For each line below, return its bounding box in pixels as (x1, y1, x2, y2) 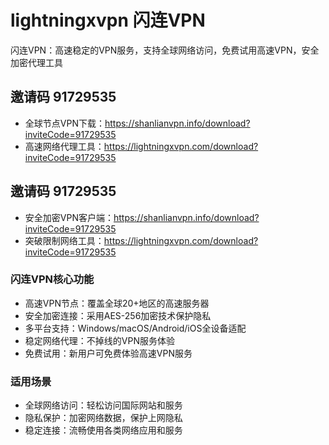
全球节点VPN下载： (24, 117, 105, 129)
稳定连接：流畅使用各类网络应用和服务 (24, 424, 183, 436)
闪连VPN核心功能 (10, 272, 95, 286)
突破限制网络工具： (24, 234, 105, 246)
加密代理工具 (10, 56, 63, 68)
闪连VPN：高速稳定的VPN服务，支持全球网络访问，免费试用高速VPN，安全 (10, 44, 320, 56)
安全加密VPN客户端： (24, 211, 114, 223)
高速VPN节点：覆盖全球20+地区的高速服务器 (24, 297, 210, 309)
